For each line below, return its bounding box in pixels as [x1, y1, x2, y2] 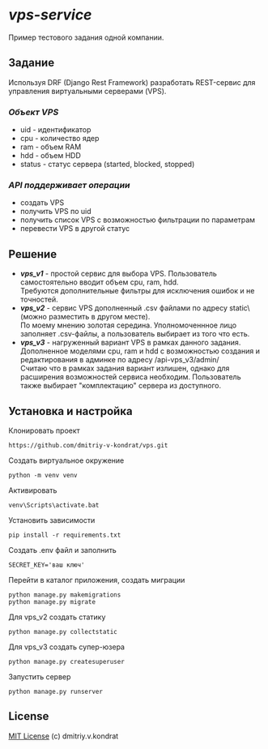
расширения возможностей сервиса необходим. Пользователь [19, 372, 241, 382]
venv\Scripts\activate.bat [8, 501, 100, 509]
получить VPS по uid [19, 207, 91, 216]
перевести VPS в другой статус [19, 224, 130, 233]
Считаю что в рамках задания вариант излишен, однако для [19, 363, 230, 374]
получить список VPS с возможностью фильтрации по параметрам [19, 215, 256, 225]
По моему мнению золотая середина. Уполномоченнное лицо [19, 320, 237, 330]
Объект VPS [8, 106, 59, 118]
